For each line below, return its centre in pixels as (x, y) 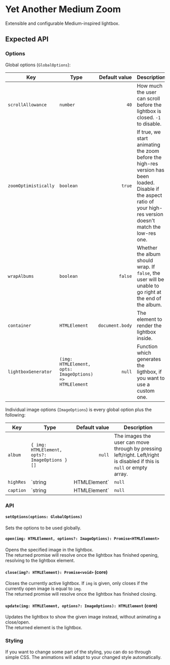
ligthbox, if (149, 371)
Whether (147, 247)
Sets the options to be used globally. (43, 528)
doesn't (146, 220)
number (67, 105)
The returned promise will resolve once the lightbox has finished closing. (81, 594)
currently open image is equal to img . (44, 589)
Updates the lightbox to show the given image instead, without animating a (83, 617)
